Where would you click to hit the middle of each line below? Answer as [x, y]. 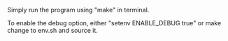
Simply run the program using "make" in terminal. [78, 10]
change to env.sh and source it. [52, 30]
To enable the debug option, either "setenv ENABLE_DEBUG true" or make [114, 23]
